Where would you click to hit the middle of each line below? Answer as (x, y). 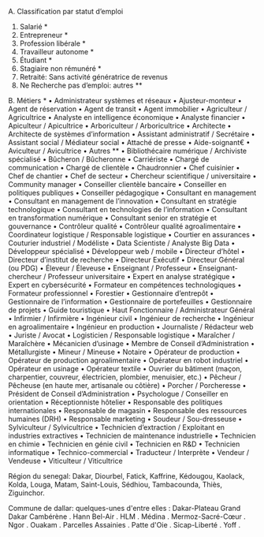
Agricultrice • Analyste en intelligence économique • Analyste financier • (127, 117)
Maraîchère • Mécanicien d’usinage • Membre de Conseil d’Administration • (132, 343)
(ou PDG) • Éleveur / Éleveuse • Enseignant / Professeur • (102, 268)
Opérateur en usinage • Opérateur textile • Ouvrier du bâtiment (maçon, (125, 369)
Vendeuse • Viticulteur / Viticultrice (66, 461)
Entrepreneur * (44, 35)
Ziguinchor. (26, 493)
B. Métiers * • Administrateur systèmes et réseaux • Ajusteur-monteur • (125, 101)
